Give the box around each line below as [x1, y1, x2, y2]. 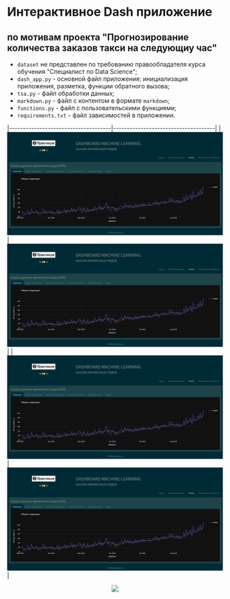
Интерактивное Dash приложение [7, 4, 213, 20]
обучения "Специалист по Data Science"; [16, 68, 138, 75]
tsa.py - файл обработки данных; [16, 90, 115, 97]
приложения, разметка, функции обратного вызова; [16, 82, 170, 90]
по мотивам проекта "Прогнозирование [7, 31, 190, 43]
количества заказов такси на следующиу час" [7, 42, 218, 53]
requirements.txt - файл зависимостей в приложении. [16, 111, 176, 119]
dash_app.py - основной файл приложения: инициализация [16, 75, 188, 83]
